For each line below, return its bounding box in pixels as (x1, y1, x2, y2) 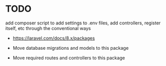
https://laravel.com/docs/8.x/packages (12, 35, 95, 41)
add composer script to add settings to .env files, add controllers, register (5, 20, 161, 26)
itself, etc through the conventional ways (5, 25, 91, 31)
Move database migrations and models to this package (12, 45, 129, 51)
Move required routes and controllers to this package (12, 54, 126, 61)
